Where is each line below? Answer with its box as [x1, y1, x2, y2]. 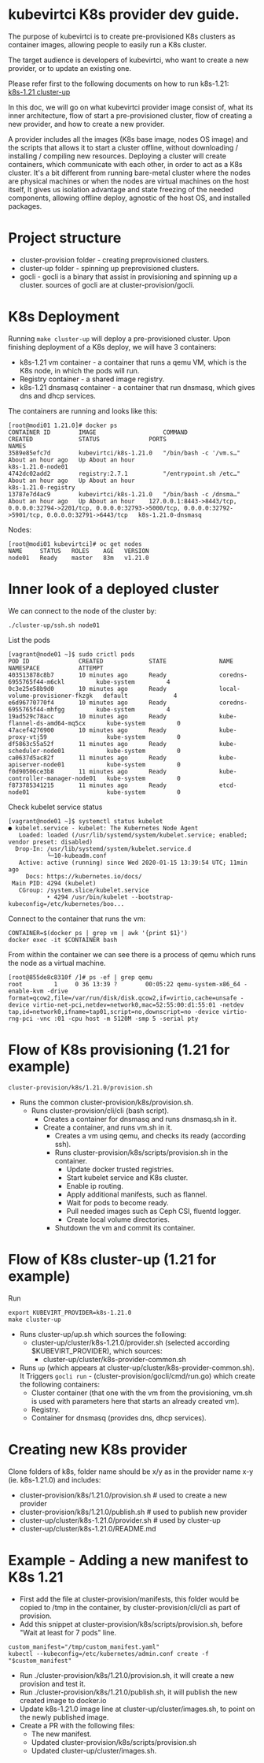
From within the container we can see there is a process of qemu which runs [8, 949, 256, 959]
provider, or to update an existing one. [8, 63, 132, 72]
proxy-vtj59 [8, 733, 47, 741]
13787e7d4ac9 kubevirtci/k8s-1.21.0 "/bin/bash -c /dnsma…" [8, 490, 241, 498]
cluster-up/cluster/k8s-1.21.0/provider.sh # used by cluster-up [19, 1515, 222, 1525]
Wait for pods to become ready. [66, 1197, 169, 1207]
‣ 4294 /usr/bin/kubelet [46, 893, 128, 901]
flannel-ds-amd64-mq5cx [8, 719, 86, 727]
